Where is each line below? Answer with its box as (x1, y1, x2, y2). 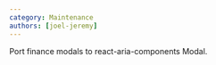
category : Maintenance (9, 12, 94, 22)
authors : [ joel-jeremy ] (9, 21, 98, 30)
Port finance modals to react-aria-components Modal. (9, 45, 208, 56)
